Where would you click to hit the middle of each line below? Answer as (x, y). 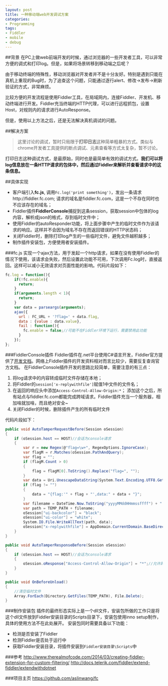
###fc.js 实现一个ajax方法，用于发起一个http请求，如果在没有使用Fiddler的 (82, 252)
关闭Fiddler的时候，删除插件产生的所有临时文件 (61, 409)
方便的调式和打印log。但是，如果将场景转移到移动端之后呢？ (67, 63)
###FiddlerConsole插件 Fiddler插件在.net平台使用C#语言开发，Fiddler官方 (82, 354)
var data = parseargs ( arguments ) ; (50, 307)
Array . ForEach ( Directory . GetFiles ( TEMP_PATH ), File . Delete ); (79, 596)
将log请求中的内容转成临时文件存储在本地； (57, 377)
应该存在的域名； (34, 204)
